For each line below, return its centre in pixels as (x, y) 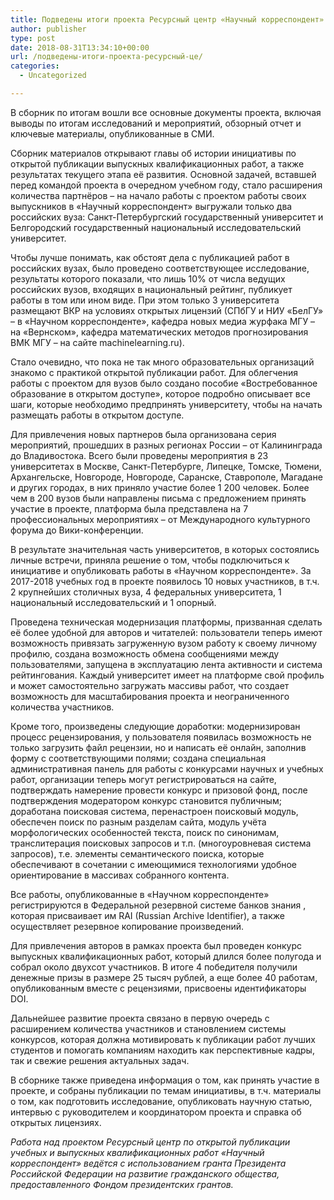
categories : (35, 66)
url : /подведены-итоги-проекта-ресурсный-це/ (106, 57)
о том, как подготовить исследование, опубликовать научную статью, (161, 1101)
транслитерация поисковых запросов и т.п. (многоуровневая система (161, 843)
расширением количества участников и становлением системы (148, 1028)
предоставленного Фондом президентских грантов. (122, 1184)
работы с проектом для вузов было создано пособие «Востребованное (164, 383)
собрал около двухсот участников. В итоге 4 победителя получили (154, 967)
